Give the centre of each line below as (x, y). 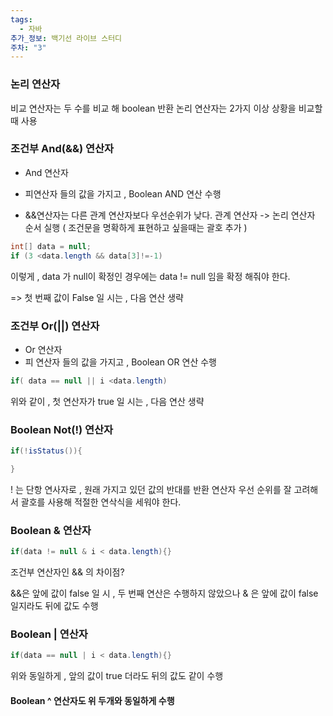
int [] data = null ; (51, 246)
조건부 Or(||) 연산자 (55, 326)
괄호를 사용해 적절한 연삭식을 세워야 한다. (101, 502)
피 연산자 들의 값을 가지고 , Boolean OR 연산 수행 (120, 362)
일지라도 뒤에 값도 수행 (54, 605)
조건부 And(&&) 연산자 (62, 149)
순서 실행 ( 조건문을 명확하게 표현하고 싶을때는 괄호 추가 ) (136, 227)
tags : (21, 19)
